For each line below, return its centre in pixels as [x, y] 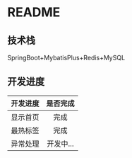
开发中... [60, 144]
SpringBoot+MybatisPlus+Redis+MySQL [66, 58]
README [34, 12]
